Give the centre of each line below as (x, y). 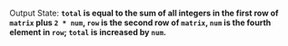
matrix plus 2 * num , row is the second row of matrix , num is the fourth (140, 23)
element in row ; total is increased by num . (88, 32)
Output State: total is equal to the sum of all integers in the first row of (144, 13)
